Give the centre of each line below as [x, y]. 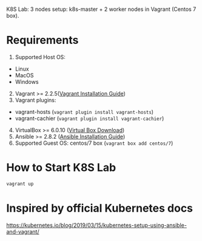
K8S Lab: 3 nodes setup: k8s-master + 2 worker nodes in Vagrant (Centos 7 [101, 9]
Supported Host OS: [40, 57]
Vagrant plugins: [35, 100]
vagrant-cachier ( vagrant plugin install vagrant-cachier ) [89, 119]
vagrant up [20, 184]
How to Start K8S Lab [61, 168]
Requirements [42, 40]
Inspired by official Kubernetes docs [99, 208]
